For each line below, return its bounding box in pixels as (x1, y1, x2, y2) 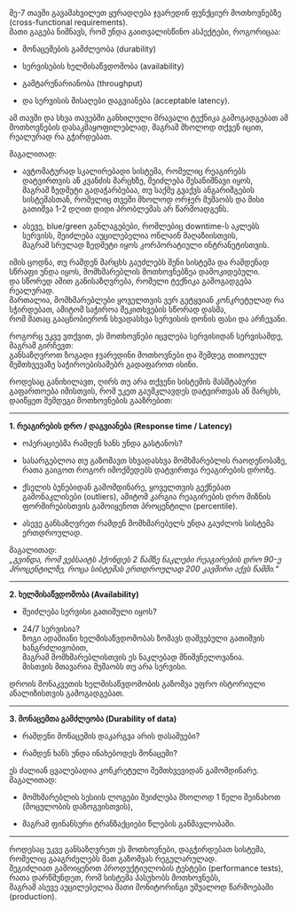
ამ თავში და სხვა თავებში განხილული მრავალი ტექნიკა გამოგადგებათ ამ (9, 113, 288, 123)
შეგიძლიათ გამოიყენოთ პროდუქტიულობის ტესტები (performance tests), (9, 863, 284, 874)
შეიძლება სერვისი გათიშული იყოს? (21, 606, 157, 617)
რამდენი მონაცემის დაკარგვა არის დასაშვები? (21, 730, 200, 741)
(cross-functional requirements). (9, 17, 129, 28)
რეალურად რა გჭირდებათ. (9, 132, 113, 141)
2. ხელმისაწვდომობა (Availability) (9, 589, 139, 599)
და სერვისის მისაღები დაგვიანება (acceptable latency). (21, 95, 231, 106)
